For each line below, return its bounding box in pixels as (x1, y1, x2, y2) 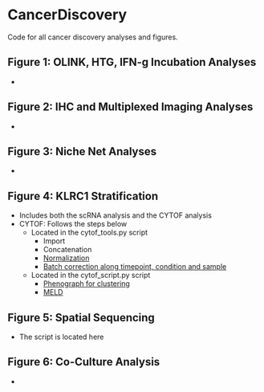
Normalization (43, 253, 90, 263)
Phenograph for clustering (43, 279, 130, 288)
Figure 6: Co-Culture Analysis (7, 355, 160, 369)
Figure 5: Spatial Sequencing (7, 311, 156, 325)
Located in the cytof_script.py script (30, 271, 151, 280)
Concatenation (43, 245, 92, 255)
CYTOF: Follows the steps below (18, 219, 128, 229)
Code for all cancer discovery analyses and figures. (7, 32, 178, 42)
